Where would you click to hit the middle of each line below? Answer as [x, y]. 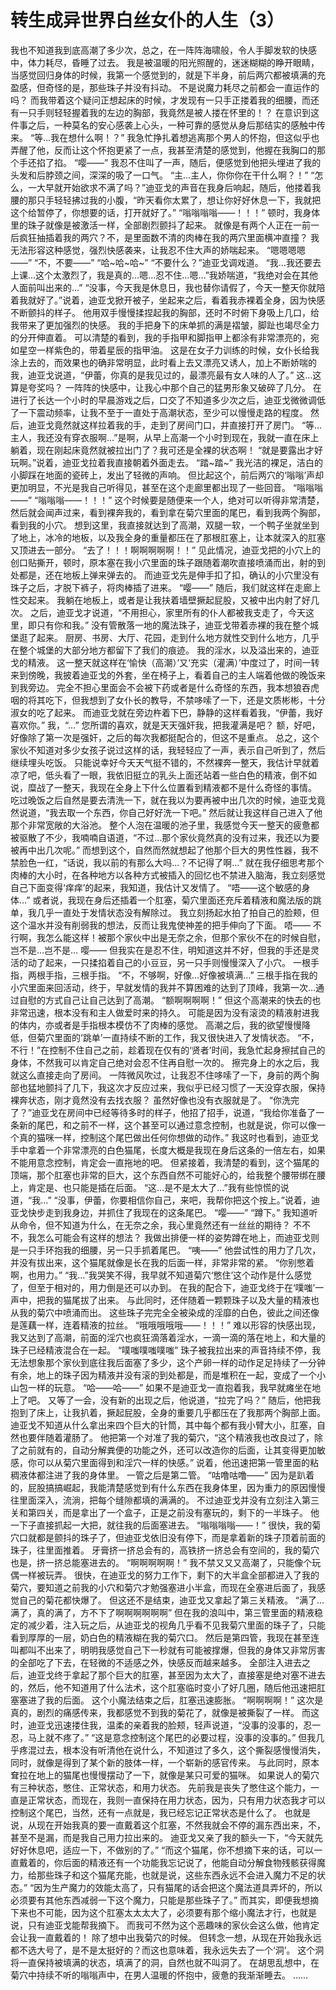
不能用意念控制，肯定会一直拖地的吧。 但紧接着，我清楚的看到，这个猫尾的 [165, 1162]
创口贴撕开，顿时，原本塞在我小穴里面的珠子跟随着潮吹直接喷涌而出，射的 [163, 562]
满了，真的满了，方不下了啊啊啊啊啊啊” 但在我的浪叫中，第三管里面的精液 [162, 1612]
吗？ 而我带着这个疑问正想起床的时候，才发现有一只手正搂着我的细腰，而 [160, 100]
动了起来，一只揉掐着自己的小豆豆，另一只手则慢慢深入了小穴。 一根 [169, 962]
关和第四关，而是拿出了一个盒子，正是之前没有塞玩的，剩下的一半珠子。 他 [165, 1512]
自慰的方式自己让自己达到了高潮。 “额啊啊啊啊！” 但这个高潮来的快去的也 [170, 1000]
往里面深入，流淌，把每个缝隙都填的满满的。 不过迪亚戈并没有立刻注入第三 [165, 1500]
